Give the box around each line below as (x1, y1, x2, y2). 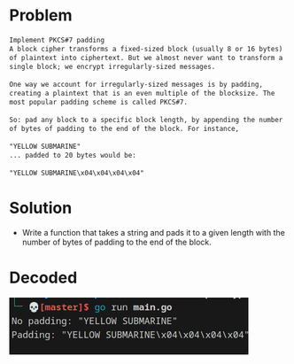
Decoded (9, 267, 78, 288)
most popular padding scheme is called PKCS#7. (9, 97, 189, 106)
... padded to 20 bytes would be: (9, 151, 137, 159)
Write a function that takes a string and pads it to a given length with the (21, 227, 285, 237)
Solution (9, 198, 73, 218)
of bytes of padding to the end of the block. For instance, (9, 124, 240, 133)
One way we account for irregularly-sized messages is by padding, (9, 80, 264, 89)
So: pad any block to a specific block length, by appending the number (9, 115, 283, 124)
